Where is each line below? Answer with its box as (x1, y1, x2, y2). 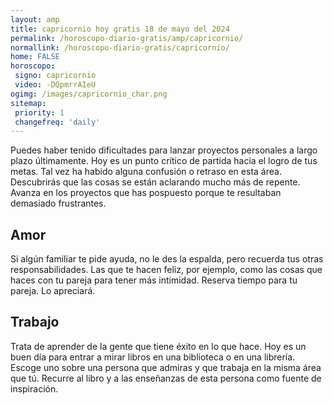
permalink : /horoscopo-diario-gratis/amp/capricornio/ (10, 33, 244, 43)
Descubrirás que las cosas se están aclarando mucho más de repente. (10, 176, 301, 188)
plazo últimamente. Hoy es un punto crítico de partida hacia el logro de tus (10, 155, 318, 167)
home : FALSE (10, 52, 60, 62)
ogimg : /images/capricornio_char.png (10, 89, 168, 99)
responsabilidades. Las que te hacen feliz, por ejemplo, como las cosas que (10, 264, 323, 276)
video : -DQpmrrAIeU (14, 80, 97, 90)
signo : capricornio (14, 71, 97, 81)
